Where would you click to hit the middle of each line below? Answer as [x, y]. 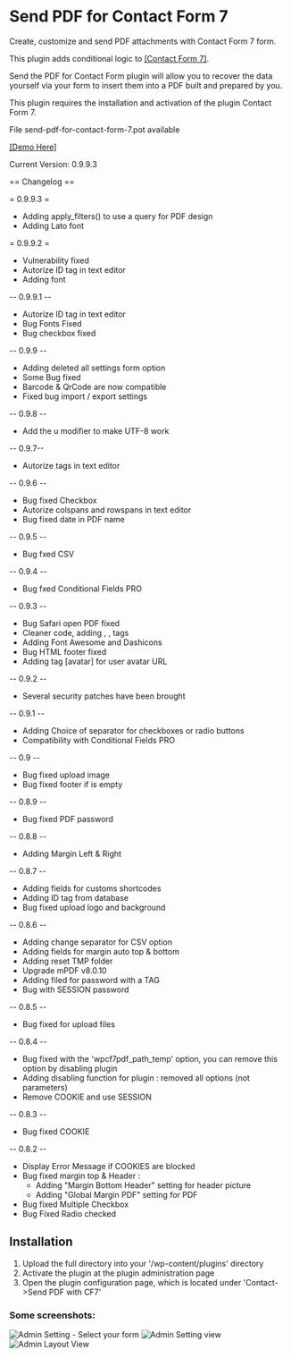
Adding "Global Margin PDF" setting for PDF [116, 1194]
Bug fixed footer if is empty [72, 784]
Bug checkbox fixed [59, 333]
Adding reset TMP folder [67, 961]
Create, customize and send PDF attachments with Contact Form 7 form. [143, 41]
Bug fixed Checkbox [59, 500]
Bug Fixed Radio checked [69, 1213]
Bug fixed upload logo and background [94, 907]
